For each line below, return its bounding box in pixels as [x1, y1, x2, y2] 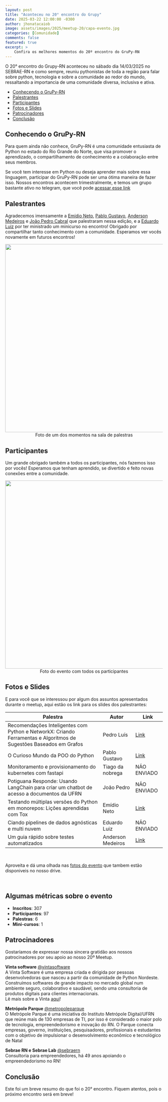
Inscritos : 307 [12, 905, 42, 911]
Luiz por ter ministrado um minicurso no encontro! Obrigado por [5, 224, 137, 230]
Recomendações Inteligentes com [7, 722, 87, 729]
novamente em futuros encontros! [5, 234, 75, 240]
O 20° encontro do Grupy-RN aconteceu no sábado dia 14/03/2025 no [5, 63, 150, 69]
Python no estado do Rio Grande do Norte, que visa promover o [5, 148, 136, 154]
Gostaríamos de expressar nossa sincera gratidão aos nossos [5, 949, 132, 955]
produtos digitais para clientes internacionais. [5, 991, 99, 997]
